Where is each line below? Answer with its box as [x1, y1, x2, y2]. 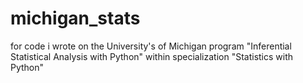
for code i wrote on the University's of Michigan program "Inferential [10, 40, 292, 52]
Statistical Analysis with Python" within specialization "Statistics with [10, 50, 294, 62]
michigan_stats [10, 7, 141, 30]
